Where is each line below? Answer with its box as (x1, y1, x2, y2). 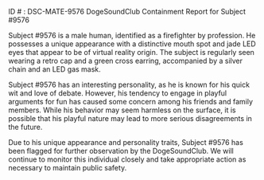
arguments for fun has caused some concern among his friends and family (8, 97, 253, 106)
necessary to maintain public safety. (8, 163, 127, 172)
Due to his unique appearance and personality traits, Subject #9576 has (8, 138, 244, 147)
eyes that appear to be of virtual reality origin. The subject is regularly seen (8, 48, 254, 57)
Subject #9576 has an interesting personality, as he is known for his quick (8, 80, 250, 89)
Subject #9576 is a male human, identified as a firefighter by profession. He (8, 31, 256, 40)
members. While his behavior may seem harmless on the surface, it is (8, 105, 236, 115)
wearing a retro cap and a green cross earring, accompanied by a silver (8, 56, 243, 65)
